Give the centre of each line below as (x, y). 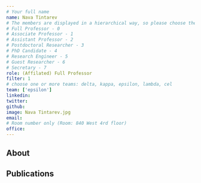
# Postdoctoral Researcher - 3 (45, 46)
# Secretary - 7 (26, 67)
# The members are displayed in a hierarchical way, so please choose (96, 23)
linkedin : (19, 95)
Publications (30, 174)
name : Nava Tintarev (32, 17)
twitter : (17, 101)
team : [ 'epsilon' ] (29, 90)
